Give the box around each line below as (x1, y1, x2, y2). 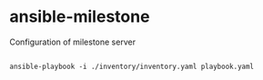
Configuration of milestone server (9, 36, 137, 47)
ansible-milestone (9, 6, 150, 27)
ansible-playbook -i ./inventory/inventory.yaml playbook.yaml (9, 62, 255, 71)
